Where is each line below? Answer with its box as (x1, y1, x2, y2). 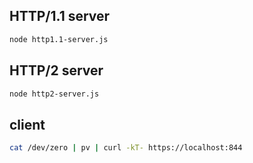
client (9, 116, 46, 133)
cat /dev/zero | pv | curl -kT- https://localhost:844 (9, 143, 243, 153)
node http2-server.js (9, 89, 100, 99)
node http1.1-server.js (9, 34, 109, 44)
